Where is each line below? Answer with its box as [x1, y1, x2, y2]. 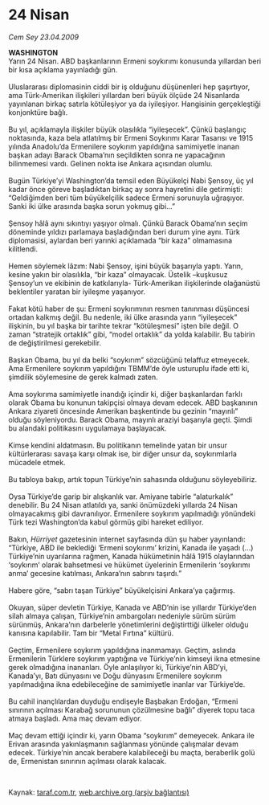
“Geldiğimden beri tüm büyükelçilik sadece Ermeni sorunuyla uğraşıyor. [8, 193, 245, 202]
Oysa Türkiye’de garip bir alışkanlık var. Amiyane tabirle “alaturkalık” [8, 492, 234, 501]
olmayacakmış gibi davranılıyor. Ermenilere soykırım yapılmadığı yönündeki [8, 509, 255, 518]
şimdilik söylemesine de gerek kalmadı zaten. [8, 372, 158, 382]
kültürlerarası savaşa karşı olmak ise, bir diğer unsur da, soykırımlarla [8, 448, 237, 459]
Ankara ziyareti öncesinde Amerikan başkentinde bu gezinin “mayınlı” [8, 406, 238, 415]
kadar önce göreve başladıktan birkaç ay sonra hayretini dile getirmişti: [8, 184, 243, 194]
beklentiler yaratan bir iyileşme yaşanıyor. [8, 287, 146, 296]
